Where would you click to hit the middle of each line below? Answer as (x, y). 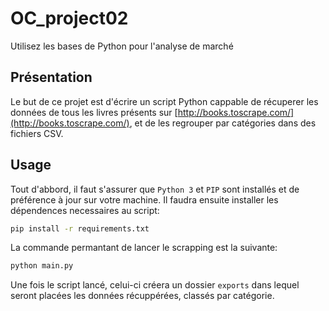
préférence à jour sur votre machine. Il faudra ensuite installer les (144, 199)
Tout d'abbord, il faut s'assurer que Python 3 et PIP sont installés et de (155, 189)
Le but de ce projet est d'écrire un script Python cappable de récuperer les (164, 101)
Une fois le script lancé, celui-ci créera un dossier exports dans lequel (155, 285)
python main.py (42, 266)
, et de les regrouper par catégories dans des (223, 123)
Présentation (51, 77)
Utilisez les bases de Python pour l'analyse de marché (122, 46)
